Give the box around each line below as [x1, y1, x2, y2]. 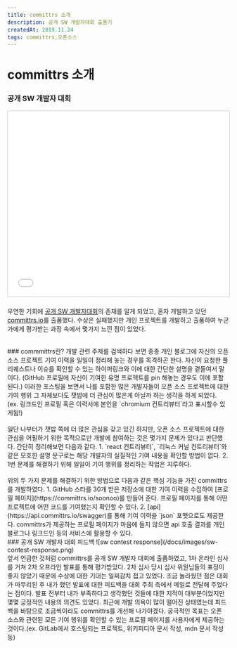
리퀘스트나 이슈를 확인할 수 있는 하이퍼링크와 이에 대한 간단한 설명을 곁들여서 [7, 364, 218, 372]
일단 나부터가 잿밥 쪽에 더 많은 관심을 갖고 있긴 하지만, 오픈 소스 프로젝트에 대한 [7, 425, 225, 433]
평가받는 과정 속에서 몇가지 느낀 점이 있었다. [25, 324, 146, 333]
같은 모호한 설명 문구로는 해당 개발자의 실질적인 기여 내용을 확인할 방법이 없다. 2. [7, 451, 229, 460]
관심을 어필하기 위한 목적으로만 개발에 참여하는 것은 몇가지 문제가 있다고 [7, 433, 205, 442]
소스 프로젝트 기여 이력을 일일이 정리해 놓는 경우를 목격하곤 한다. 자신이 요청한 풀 [7, 356, 229, 364]
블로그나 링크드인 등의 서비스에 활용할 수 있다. [7, 529, 134, 537]
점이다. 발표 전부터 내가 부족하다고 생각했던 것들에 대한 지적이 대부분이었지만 [14, 589, 225, 597]
